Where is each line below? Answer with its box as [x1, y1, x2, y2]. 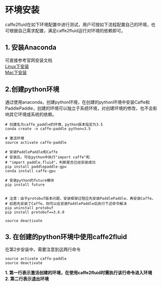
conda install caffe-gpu [5, 168, 56, 174]
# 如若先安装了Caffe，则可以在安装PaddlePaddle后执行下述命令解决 [5, 201, 127, 206]
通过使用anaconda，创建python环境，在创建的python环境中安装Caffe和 [5, 99, 150, 105]
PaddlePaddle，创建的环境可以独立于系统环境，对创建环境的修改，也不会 [5, 105, 153, 111]
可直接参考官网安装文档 [5, 57, 52, 63]
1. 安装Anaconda [5, 44, 57, 52]
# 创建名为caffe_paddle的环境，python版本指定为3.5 [5, 122, 103, 127]
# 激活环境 [5, 135, 24, 141]
